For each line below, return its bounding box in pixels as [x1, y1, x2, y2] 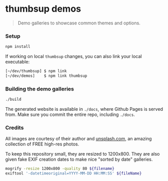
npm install [5, 44, 30, 49]
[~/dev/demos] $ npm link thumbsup [5, 73, 87, 78]
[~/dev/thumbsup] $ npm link [5, 69, 67, 74]
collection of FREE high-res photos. [5, 141, 80, 147]
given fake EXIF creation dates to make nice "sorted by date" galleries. [5, 156, 153, 163]
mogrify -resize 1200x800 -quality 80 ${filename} [5, 166, 115, 171]
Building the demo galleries [5, 85, 75, 92]
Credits [5, 124, 24, 131]
